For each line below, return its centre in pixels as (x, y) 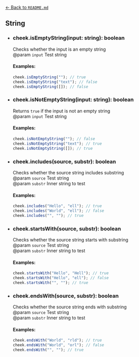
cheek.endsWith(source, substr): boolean (65, 296)
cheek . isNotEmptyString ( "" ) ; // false (54, 139)
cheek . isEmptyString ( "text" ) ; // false (55, 82)
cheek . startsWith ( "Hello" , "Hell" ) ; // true (61, 273)
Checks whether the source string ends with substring (70, 307)
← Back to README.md (27, 7)
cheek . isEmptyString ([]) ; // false (50, 86)
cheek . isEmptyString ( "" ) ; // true (49, 77)
